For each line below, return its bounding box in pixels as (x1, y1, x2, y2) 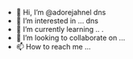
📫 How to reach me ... (15, 42, 91, 51)
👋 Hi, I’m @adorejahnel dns (15, 8, 106, 17)
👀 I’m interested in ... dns (15, 16, 99, 26)
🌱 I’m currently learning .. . (15, 25, 104, 33)
